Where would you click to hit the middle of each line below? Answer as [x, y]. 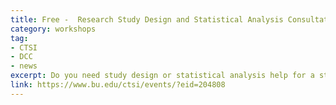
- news [24, 66]
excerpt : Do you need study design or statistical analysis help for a [162, 76]
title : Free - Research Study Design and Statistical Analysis [147, 19]
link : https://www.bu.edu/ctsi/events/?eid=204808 [118, 85]
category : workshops [53, 29]
